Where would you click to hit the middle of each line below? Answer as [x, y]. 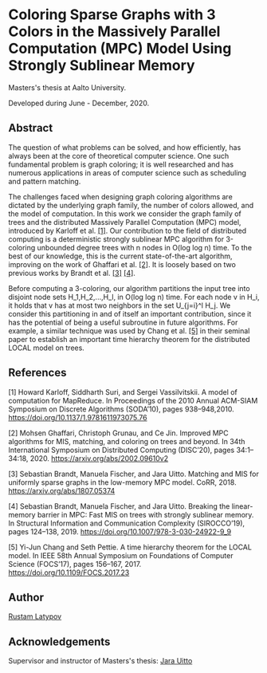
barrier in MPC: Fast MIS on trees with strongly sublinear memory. [145, 514]
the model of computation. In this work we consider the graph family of [125, 214]
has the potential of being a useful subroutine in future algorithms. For [123, 322]
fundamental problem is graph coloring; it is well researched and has [121, 164]
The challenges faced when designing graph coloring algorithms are [120, 196]
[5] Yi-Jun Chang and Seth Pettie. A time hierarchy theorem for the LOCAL [130, 547]
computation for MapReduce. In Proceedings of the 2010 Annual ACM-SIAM [133, 400]
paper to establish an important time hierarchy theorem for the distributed [129, 339]
